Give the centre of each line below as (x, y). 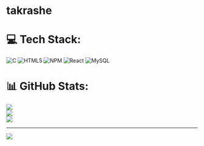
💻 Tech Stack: (44, 40)
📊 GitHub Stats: (48, 86)
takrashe (29, 11)
